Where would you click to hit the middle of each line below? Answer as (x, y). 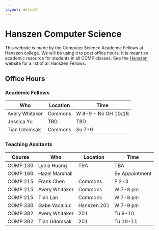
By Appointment (133, 173)
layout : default (22, 10)
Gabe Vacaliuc (55, 205)
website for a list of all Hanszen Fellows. (46, 63)
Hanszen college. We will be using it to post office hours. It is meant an (77, 53)
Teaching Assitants (29, 144)
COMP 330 (21, 205)
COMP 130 (21, 165)
